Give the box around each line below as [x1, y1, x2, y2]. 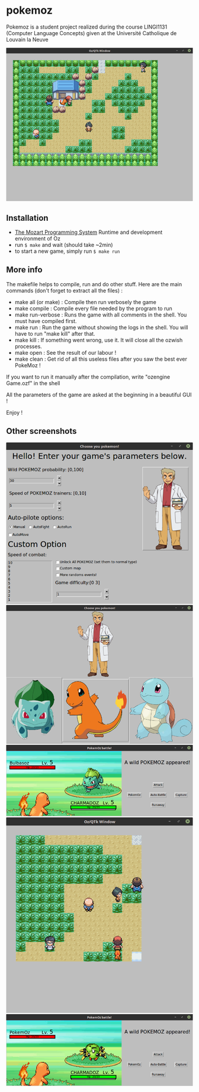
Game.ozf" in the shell [6, 379, 60, 387]
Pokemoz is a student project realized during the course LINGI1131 [6, 23, 168, 30]
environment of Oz [14, 234, 61, 242]
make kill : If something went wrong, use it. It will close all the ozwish [14, 336, 183, 343]
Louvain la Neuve [6, 36, 49, 43]
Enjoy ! [6, 409, 23, 416]
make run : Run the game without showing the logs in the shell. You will [14, 324, 188, 331]
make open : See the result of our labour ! [14, 349, 117, 356]
